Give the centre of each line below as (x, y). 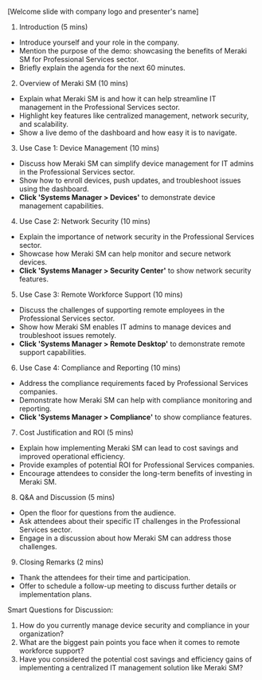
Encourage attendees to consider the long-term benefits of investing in (135, 473)
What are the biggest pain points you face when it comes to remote (129, 642)
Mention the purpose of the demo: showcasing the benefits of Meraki (133, 51)
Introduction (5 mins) (53, 27)
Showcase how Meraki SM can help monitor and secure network (125, 254)
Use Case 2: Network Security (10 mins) (84, 221)
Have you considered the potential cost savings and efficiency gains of (135, 659)
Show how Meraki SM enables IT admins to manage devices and (125, 327)
